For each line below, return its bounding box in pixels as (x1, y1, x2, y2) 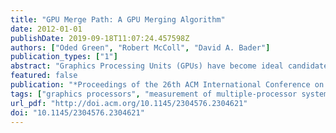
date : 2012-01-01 (10, 24, 83, 34)
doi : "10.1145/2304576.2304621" (10, 107, 145, 118)
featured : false (10, 71, 78, 81)
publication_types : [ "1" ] (10, 52, 118, 62)
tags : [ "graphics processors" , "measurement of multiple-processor (10, 89, 298, 99)
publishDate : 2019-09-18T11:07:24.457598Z (10, 33, 190, 43)
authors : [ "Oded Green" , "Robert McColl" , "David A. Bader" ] (10, 42, 271, 53)
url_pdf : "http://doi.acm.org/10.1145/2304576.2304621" (10, 98, 248, 108)
